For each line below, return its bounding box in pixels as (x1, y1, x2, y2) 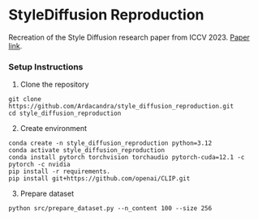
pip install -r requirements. (8, 167, 111, 176)
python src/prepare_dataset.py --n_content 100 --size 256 (8, 205, 213, 213)
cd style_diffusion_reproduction (8, 109, 122, 118)
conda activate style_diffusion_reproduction (8, 146, 165, 154)
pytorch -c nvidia (8, 160, 71, 169)
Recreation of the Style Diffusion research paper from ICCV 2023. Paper (8, 32, 250, 42)
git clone (8, 95, 42, 104)
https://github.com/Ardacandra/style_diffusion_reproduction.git (8, 103, 234, 111)
